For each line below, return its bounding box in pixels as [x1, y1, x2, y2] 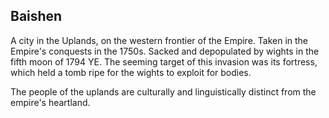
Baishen [10, 8, 63, 25]
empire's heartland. [10, 96, 91, 108]
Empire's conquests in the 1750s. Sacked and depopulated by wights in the [10, 45, 320, 57]
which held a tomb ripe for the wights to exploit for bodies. [10, 66, 252, 78]
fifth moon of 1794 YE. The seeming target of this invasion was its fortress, [10, 55, 318, 68]
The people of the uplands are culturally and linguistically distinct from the [10, 85, 317, 98]
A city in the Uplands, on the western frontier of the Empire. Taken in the [10, 34, 309, 46]
